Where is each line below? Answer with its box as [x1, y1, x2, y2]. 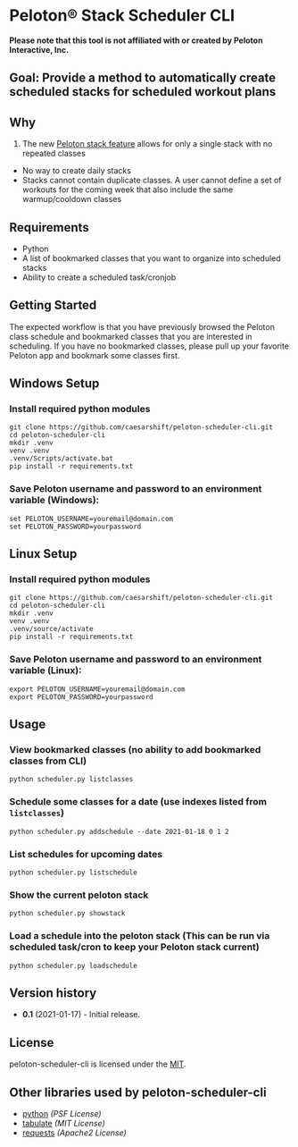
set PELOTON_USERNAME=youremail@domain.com [9, 514, 174, 523]
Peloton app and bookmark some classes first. [9, 350, 180, 360]
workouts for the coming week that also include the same [21, 184, 234, 195]
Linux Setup [9, 546, 78, 561]
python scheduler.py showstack [9, 909, 126, 918]
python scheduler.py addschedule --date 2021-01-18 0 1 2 [9, 827, 229, 836]
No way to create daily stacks [21, 165, 132, 176]
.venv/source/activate [9, 625, 94, 634]
